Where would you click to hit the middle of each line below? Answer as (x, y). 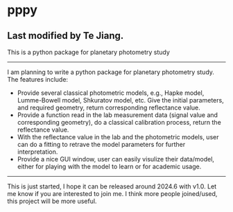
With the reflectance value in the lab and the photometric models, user (118, 137)
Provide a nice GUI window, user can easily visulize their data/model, (116, 159)
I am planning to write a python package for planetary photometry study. (111, 72)
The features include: (37, 79)
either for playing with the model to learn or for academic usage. (109, 166)
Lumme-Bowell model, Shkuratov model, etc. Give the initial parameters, (120, 100)
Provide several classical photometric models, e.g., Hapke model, (111, 93)
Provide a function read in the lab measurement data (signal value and (118, 115)
